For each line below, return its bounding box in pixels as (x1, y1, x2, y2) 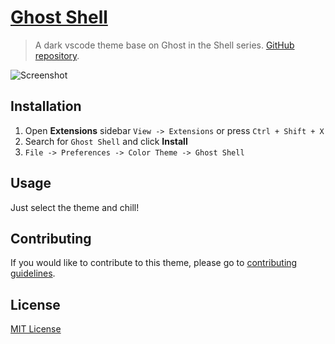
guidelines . (10, 267, 56, 280)
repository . (34, 49, 80, 61)
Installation (10, 98, 82, 115)
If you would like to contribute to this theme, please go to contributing (10, 257, 298, 269)
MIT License (10, 323, 62, 335)
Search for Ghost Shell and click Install (24, 135, 188, 147)
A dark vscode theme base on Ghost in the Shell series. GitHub (34, 39, 295, 51)
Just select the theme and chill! (10, 201, 140, 213)
